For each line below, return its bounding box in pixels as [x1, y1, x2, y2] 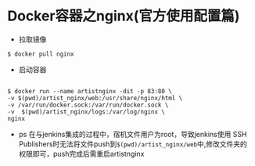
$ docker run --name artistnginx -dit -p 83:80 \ [7, 87, 173, 95]
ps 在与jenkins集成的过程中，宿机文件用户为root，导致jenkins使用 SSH [18, 129, 247, 139]
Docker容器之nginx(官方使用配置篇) [7, 7, 240, 25]
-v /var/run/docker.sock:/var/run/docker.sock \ [7, 101, 169, 109]
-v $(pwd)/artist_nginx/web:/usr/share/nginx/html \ [7, 94, 183, 102]
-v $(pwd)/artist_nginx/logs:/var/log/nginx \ [7, 107, 166, 116]
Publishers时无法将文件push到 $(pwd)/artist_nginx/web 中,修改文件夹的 [18, 139, 248, 149]
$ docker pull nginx [7, 50, 75, 58]
